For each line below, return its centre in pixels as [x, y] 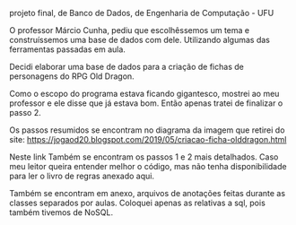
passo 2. [26, 112]
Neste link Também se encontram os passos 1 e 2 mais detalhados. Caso [144, 157]
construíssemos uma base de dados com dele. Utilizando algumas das [140, 40]
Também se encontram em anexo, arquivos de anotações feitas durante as [147, 193]
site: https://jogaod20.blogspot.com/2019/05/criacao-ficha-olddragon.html [148, 139]
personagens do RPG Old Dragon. [72, 76]
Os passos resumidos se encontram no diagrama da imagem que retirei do [147, 130]
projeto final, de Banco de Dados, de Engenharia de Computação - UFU [142, 13]
